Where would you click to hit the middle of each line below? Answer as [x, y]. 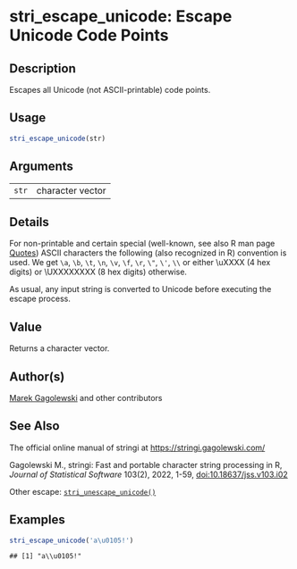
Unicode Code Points [89, 35]
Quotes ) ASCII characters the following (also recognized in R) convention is [148, 253]
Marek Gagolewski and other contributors [86, 397]
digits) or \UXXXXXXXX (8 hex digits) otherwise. [98, 272]
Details [29, 222]
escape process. [40, 299]
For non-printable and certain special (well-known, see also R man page [142, 244]
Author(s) [37, 377]
